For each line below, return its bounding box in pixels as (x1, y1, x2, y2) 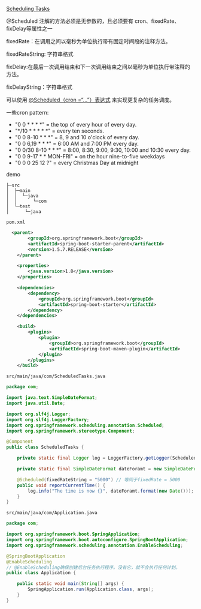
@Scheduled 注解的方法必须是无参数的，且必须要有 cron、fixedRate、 (6, 17, 180, 25)
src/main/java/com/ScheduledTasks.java (6, 373, 106, 380)
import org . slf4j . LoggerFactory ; (6, 416, 90, 422)
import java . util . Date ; (6, 400, 66, 406)
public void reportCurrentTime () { (17, 482, 106, 488)
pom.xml (6, 219, 26, 225)
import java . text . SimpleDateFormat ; (6, 395, 98, 401)
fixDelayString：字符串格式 (6, 83, 73, 91)
